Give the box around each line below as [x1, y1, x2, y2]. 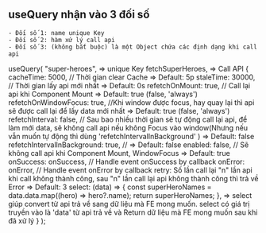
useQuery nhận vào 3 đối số [8, 8, 150, 21]
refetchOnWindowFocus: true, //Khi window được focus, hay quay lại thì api [8, 97, 255, 107]
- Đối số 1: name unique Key [8, 29, 105, 37]
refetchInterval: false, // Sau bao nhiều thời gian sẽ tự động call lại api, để [8, 115, 248, 124]
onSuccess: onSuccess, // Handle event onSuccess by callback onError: [8, 157, 245, 166]
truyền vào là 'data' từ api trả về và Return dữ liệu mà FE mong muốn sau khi [8, 208, 258, 217]
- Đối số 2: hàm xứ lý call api [8, 36, 115, 44]
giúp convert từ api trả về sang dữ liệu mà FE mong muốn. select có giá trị [8, 199, 250, 208]
